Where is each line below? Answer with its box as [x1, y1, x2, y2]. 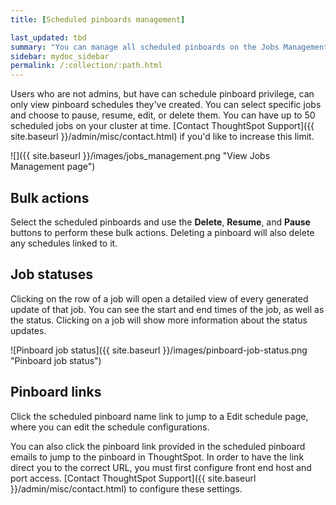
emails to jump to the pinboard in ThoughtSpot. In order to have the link [10, 451, 305, 463]
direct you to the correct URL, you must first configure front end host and [10, 461, 312, 473]
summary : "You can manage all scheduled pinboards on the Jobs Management [10, 42, 329, 52]
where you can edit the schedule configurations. [10, 421, 210, 433]
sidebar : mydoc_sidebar [10, 51, 110, 61]
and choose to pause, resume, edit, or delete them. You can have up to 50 [10, 109, 316, 121]
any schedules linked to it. [10, 237, 118, 249]
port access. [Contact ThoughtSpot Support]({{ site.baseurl [10, 472, 257, 484]
